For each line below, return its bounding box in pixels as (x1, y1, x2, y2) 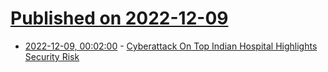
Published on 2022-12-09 (10, 7, 229, 30)
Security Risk (24, 50, 80, 62)
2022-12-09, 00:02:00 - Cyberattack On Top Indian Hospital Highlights (24, 40, 318, 52)
